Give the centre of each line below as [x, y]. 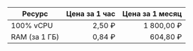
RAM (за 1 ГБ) [35, 37]
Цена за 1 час [91, 14]
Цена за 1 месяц [152, 14]
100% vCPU [32, 25]
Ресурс [35, 14]
